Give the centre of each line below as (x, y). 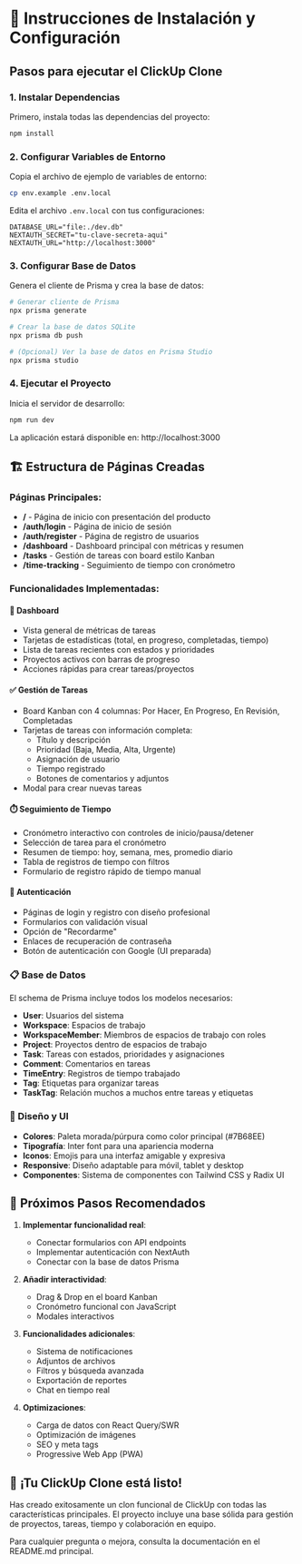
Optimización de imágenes (86, 1435)
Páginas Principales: (56, 497)
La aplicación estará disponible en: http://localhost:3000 (115, 437)
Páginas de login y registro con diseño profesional (116, 912)
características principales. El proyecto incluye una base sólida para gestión (151, 1514)
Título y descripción (73, 740)
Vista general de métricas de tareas (89, 631)
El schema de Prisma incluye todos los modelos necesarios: (121, 998)
